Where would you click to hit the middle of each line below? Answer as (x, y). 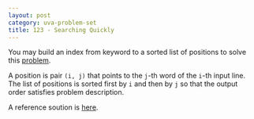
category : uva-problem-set (52, 23)
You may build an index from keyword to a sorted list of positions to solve (127, 52)
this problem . (30, 60)
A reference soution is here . (53, 107)
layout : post (30, 15)
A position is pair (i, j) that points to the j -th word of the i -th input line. (127, 76)
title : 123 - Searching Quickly (61, 30)
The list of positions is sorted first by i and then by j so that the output (123, 84)
